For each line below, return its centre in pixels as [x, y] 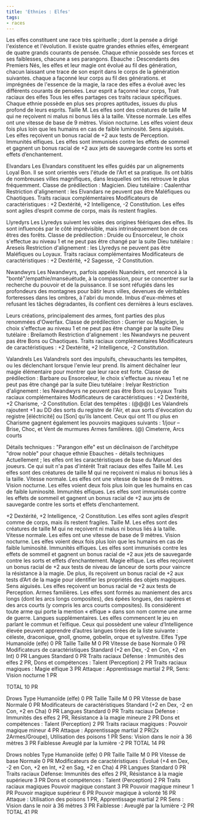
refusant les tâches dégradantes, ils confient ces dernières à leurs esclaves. [100, 304]
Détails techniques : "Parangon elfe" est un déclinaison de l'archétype [93, 447]
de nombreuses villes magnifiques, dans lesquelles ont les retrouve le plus [98, 179]
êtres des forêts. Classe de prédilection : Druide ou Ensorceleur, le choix [95, 235]
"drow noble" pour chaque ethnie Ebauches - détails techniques [85, 454]
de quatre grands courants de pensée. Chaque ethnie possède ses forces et [100, 53]
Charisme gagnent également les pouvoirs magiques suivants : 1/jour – [93, 423]
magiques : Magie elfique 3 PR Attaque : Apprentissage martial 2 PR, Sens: [98, 669]
